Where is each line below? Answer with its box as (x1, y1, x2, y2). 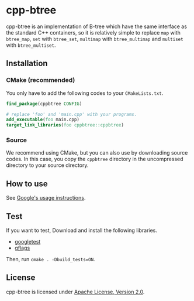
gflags (14, 244, 30, 252)
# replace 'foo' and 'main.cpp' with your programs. (6, 111, 137, 117)
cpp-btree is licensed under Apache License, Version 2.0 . (6, 288, 145, 295)
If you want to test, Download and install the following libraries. (6, 227, 158, 234)
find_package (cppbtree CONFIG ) (6, 101, 82, 107)
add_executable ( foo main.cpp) (6, 117, 80, 123)
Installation (6, 59, 48, 69)
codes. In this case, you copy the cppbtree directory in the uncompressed (6, 156, 183, 163)
